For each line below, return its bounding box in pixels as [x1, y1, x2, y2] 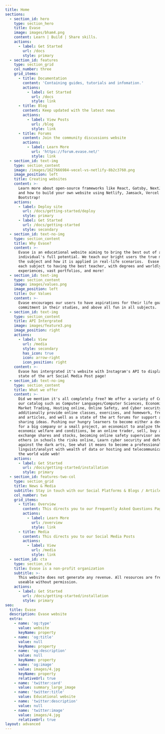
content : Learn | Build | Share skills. [14, 35, 98, 40]
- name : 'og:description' [14, 648, 67, 653]
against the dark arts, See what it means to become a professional [18, 442, 162, 447]
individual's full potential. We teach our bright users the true [18, 255, 157, 260]
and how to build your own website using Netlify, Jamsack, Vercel [18, 190, 160, 195]
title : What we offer [14, 387, 58, 392]
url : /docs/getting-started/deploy [23, 209, 96, 214]
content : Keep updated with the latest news [23, 108, 115, 113]
